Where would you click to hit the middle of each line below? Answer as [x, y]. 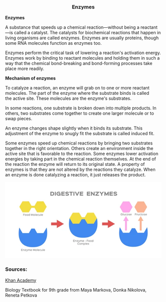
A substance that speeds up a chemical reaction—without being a [72, 27]
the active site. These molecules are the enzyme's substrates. [68, 98]
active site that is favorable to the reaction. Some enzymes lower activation [82, 154]
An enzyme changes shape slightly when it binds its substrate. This [74, 128]
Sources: [16, 269]
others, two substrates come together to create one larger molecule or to [80, 113]
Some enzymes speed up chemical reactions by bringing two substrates [79, 143]
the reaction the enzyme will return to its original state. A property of [75, 164]
